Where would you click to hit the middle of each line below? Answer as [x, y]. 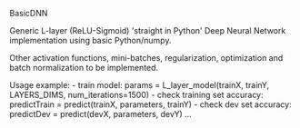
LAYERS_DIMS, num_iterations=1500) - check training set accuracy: [136, 95]
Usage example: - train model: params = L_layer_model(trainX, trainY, [140, 85]
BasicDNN [29, 13]
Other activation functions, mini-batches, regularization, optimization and [146, 58]
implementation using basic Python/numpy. [90, 40]
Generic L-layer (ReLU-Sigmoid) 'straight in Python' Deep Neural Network [148, 30]
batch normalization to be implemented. [84, 68]
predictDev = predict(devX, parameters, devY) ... [101, 114]
